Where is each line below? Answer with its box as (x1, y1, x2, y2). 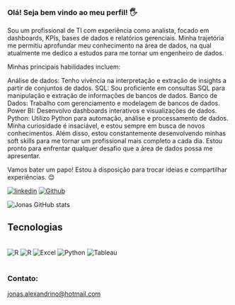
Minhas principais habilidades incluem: (7, 62, 121, 71)
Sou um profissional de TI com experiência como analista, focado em (7, 26, 210, 35)
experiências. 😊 (7, 173, 55, 182)
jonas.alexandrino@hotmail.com (7, 289, 101, 298)
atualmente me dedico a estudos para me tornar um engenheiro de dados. (7, 49, 224, 57)
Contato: (7, 273, 39, 283)
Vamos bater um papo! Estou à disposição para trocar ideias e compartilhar (7, 165, 228, 174)
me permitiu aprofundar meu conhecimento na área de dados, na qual (7, 41, 212, 50)
